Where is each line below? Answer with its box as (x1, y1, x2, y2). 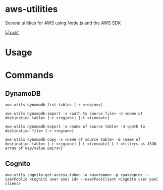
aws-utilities (5, 3, 58, 15)
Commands (5, 69, 54, 81)
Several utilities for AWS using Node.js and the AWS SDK (5, 20, 121, 26)
